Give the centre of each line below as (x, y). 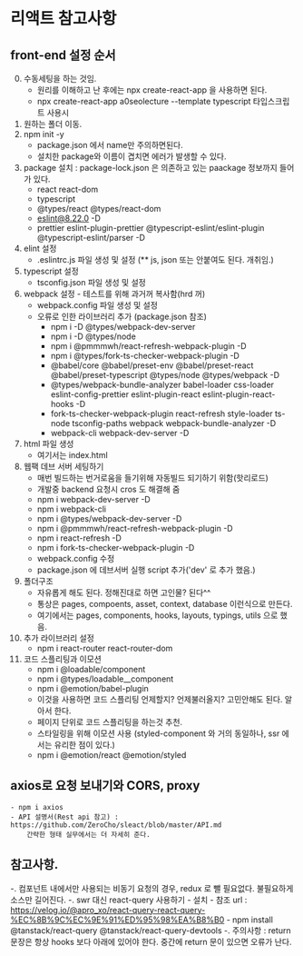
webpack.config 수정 (76, 558)
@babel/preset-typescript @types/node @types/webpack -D (165, 375)
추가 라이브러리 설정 (59, 638)
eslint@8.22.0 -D (68, 218)
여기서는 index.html (72, 455)
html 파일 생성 (49, 443)
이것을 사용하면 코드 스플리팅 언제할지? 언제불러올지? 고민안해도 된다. (160, 699)
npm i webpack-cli (72, 509)
